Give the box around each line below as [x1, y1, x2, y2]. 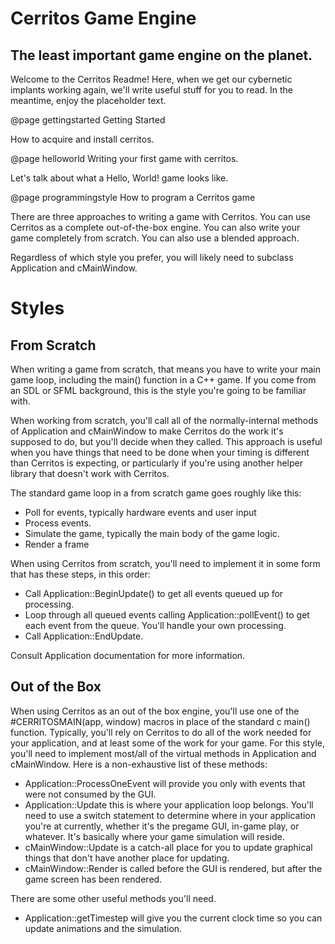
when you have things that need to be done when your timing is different [10, 447, 310, 458]
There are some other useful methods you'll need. [10, 892, 217, 904]
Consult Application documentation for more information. [10, 650, 246, 661]
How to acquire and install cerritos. [10, 133, 155, 145]
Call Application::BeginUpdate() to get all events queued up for [24, 588, 284, 599]
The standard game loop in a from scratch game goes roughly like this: [10, 487, 302, 499]
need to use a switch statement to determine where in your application [24, 809, 317, 821]
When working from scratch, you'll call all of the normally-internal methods [10, 415, 319, 426]
